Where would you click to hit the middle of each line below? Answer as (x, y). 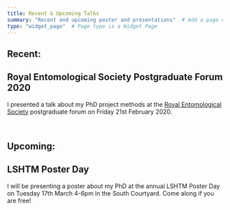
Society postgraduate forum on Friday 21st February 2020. (90, 111)
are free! (19, 200)
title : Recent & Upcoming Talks (53, 13)
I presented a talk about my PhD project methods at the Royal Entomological (114, 104)
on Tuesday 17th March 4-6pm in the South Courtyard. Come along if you (111, 193)
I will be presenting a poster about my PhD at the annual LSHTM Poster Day (114, 186)
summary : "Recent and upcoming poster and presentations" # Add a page (113, 20)
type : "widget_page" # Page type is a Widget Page (82, 26)
